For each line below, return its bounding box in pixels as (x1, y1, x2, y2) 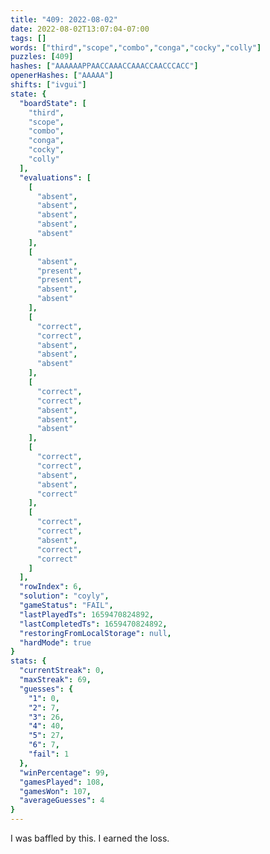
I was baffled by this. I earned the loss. (10, 832, 170, 844)
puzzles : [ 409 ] (10, 52, 74, 62)
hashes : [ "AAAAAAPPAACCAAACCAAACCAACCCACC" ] (10, 61, 199, 71)
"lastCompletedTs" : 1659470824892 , (19, 619, 168, 629)
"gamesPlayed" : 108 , (19, 777, 105, 787)
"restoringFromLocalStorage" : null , (19, 628, 172, 638)
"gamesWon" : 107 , (19, 786, 92, 796)
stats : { (10, 656, 47, 666)
